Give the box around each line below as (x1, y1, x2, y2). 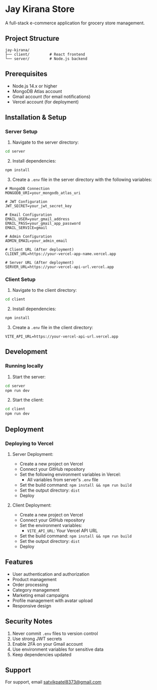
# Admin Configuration (5, 234, 52, 239)
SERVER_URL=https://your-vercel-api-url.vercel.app (5, 264, 114, 269)
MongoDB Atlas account (12, 88, 62, 94)
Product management (12, 576, 57, 582)
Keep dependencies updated (12, 651, 72, 657)
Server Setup (5, 128, 38, 135)
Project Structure (5, 34, 59, 43)
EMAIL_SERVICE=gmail (5, 225, 48, 230)
